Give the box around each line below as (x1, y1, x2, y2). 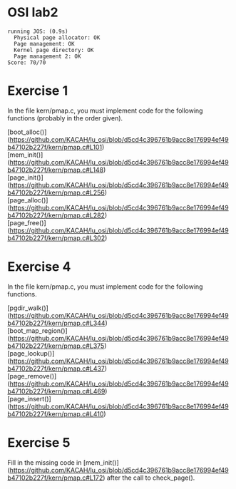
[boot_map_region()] (7, 326, 68, 335)
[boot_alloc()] (7, 128, 47, 136)
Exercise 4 (7, 259, 71, 275)
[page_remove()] (7, 371, 57, 380)
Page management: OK (14, 40, 75, 47)
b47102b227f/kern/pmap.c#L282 (7, 211, 106, 220)
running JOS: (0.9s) (7, 28, 69, 35)
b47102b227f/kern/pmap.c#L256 (7, 188, 105, 197)
